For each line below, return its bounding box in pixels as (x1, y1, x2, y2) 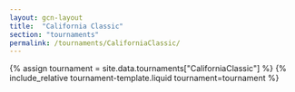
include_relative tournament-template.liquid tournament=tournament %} (9, 73, 280, 84)
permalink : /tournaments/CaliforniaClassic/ (9, 38, 181, 48)
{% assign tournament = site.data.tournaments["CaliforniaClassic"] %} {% (9, 63, 288, 74)
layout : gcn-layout (9, 13, 84, 23)
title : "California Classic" (9, 22, 124, 31)
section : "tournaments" (9, 30, 100, 39)
